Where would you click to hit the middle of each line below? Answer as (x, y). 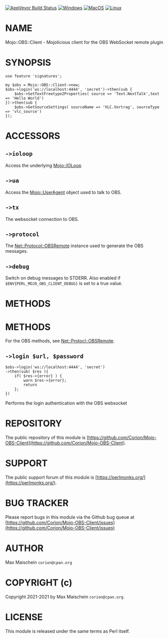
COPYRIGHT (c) (39, 583)
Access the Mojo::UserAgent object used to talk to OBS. (64, 192)
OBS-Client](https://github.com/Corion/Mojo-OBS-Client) (65, 443)
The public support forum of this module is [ (51, 477)
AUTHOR (25, 548)
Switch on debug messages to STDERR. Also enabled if (63, 278)
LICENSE (24, 617)
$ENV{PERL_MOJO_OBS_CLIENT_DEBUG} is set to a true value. (64, 284)
